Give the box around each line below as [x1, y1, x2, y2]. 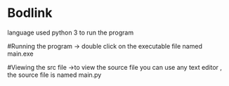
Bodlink [7, 5, 53, 21]
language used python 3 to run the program [7, 28, 134, 37]
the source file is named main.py [7, 70, 102, 79]
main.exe [7, 49, 34, 58]
